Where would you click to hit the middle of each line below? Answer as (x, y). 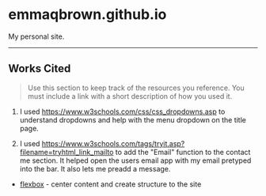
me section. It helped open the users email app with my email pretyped (135, 160)
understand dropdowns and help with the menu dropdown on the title (133, 119)
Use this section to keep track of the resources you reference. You (136, 88)
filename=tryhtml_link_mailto (66, 152)
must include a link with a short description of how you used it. (130, 96)
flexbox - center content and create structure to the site (110, 184)
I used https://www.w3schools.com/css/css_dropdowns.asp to (122, 111)
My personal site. (36, 36)
